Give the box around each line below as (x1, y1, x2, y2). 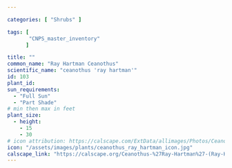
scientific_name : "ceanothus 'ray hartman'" (7, 67, 137, 74)
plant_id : (7, 80, 36, 86)
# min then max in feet (7, 105, 76, 113)
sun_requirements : (7, 86, 60, 93)
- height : (13, 118, 41, 125)
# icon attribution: (7, 138, 67, 144)
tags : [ (7, 28, 30, 35)
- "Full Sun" (13, 93, 51, 100)
